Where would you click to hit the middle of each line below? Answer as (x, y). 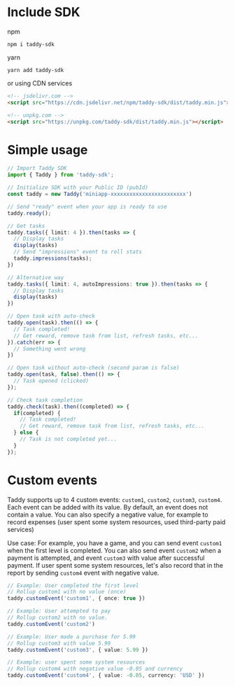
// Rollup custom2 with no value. (58, 618)
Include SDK (44, 12)
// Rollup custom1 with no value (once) (67, 592)
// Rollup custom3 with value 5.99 (59, 643)
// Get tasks (26, 226)
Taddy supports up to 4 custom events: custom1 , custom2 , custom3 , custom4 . (115, 499)
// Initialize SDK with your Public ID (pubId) (78, 188)
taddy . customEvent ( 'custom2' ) (51, 624)
